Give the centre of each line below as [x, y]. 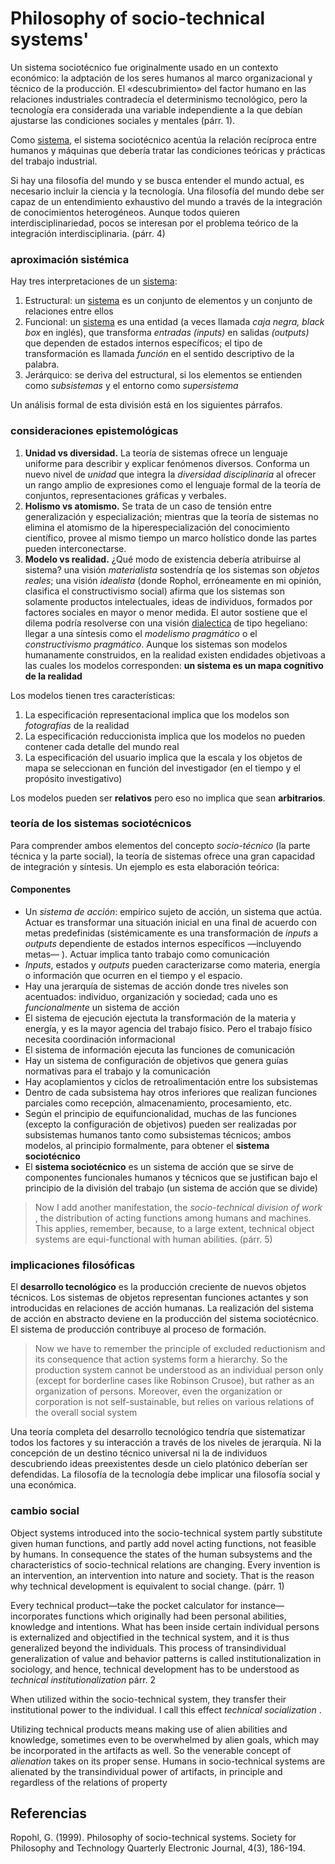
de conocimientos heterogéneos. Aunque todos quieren [125, 212]
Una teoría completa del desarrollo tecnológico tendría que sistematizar [158, 1432]
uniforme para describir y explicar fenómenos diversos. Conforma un [167, 463]
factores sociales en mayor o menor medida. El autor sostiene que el [166, 612]
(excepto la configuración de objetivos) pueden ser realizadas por [160, 1124]
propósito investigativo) [73, 778]
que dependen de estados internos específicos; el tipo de [143, 343]
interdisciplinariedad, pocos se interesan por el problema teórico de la [154, 223]
